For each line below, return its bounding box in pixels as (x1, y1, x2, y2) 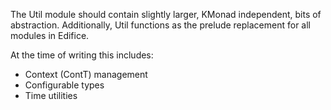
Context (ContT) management (24, 69, 148, 80)
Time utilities (24, 90, 78, 101)
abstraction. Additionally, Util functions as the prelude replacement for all (10, 19, 311, 31)
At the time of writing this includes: (10, 49, 154, 61)
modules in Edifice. (10, 30, 90, 41)
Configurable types (24, 79, 105, 91)
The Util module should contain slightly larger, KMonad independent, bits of (10, 9, 322, 20)
